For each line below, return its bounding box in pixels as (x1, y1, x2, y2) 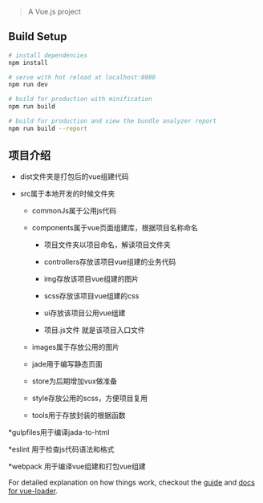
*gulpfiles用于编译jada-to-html (8, 427, 110, 436)
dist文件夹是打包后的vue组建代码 (19, 172, 130, 181)
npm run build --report (8, 124, 88, 132)
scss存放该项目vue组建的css (43, 290, 140, 300)
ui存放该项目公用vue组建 (43, 308, 126, 318)
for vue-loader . (8, 485, 59, 496)
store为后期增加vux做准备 (31, 376, 118, 386)
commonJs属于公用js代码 (31, 205, 117, 215)
